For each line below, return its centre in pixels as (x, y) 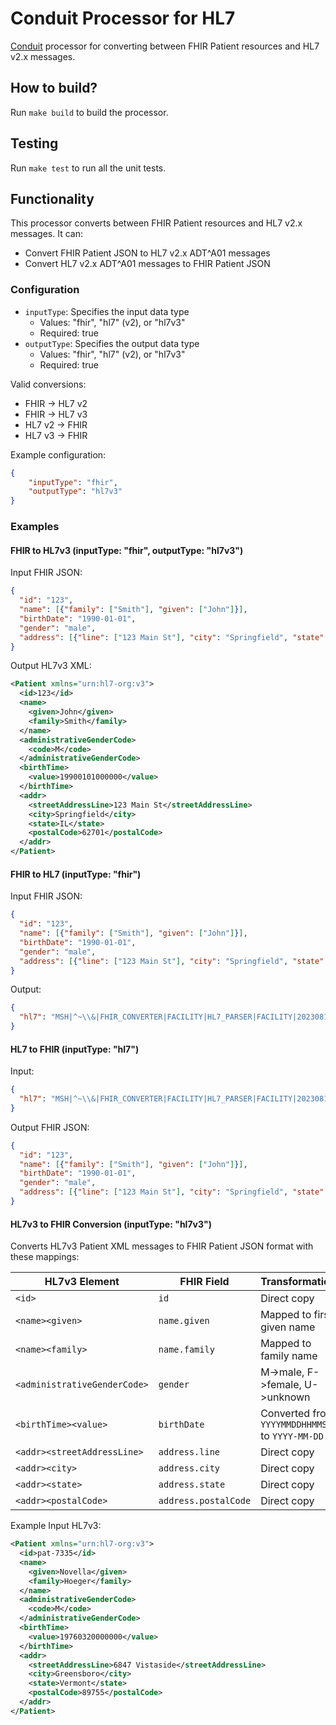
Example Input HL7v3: (56, 1526)
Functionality (52, 198)
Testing (34, 143)
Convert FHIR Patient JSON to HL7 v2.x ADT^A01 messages (147, 253)
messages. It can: (46, 234)
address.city (189, 1468)
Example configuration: (58, 454)
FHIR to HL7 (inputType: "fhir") (76, 874)
